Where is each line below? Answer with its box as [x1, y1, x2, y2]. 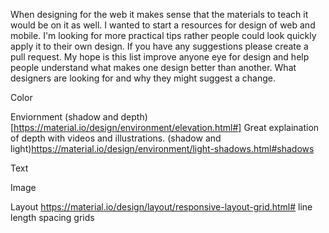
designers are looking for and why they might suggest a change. [10, 72, 277, 84]
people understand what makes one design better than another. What [10, 62, 297, 73]
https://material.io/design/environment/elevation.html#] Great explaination [13, 122, 320, 133]
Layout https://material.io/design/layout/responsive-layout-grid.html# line [10, 201, 313, 213]
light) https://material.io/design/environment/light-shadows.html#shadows [10, 143, 315, 154]
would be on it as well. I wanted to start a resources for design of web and [10, 19, 316, 31]
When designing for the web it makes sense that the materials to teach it [10, 9, 309, 20]
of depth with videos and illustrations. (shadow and [10, 132, 222, 144]
